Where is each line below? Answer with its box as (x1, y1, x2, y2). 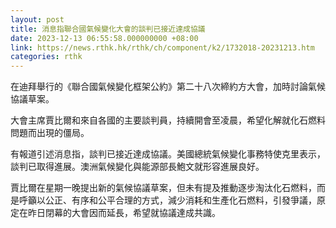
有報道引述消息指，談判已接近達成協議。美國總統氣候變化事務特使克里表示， (10, 148, 326, 160)
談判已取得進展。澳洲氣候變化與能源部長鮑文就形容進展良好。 (10, 161, 265, 173)
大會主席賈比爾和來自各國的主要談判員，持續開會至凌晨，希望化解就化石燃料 (10, 114, 326, 126)
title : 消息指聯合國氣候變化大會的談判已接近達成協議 (10, 24, 206, 34)
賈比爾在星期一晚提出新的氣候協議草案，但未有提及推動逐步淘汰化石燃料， (10, 182, 317, 194)
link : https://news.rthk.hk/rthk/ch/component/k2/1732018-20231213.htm (10, 42, 315, 53)
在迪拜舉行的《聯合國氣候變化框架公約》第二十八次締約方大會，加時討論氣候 (10, 81, 326, 93)
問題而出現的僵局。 (10, 127, 90, 139)
